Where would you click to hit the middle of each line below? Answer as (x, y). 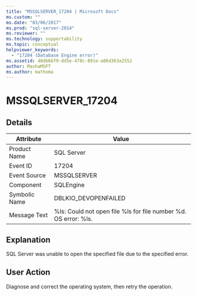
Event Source (28, 175)
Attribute (29, 139)
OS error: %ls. (73, 219)
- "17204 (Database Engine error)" (55, 55)
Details (19, 122)
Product (20, 149)
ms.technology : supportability (44, 39)
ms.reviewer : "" (26, 34)
